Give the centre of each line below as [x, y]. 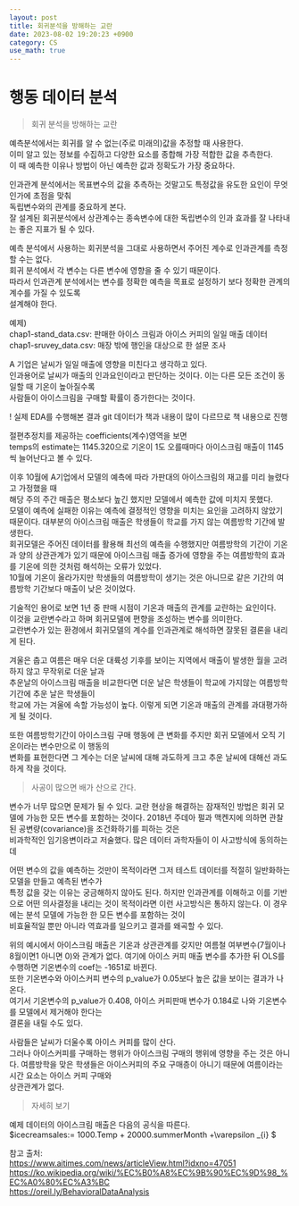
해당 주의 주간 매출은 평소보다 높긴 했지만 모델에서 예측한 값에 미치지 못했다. [141, 499]
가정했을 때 [38, 489]
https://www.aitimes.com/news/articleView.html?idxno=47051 [123, 1163]
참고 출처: [26, 1153]
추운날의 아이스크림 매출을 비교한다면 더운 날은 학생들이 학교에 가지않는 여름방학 [149, 683]
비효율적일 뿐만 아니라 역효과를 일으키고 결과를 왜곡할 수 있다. [116, 926]
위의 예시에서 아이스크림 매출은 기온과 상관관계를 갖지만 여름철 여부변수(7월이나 [148, 945]
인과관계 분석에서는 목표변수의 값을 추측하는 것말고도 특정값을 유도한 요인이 [141, 185]
